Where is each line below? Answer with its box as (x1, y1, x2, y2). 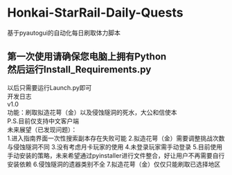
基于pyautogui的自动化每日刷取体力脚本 (7, 28, 121, 37)
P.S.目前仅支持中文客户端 (7, 116, 80, 125)
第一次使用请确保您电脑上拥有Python (7, 50, 167, 63)
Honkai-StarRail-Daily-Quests (7, 5, 184, 21)
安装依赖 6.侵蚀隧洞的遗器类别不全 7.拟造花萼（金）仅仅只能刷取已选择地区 (7, 160, 221, 168)
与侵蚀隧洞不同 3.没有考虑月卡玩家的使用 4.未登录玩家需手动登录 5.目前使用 (7, 142, 223, 151)
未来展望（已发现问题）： (7, 125, 78, 133)
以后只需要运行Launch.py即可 (7, 83, 92, 91)
